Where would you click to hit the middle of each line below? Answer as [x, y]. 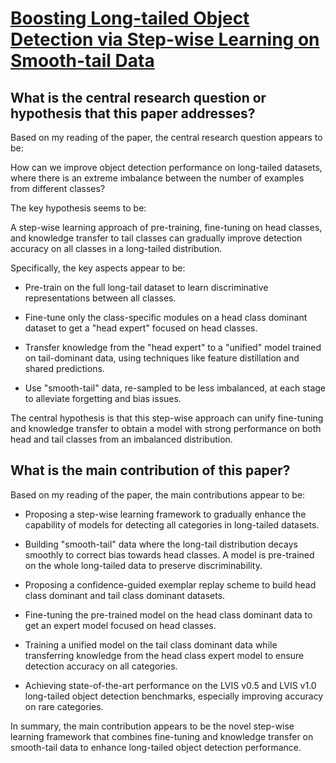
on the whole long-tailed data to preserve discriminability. [143, 565]
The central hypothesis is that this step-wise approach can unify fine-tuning [167, 418]
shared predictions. [64, 368]
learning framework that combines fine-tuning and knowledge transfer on [162, 736]
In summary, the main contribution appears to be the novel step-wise [152, 726]
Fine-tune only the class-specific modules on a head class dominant [166, 317]
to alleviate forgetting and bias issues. [103, 398]
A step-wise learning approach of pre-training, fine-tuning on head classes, [166, 227]
